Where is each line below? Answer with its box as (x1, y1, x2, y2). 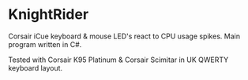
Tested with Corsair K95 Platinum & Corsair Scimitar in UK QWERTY (8, 55, 229, 64)
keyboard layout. (8, 63, 63, 72)
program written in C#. (8, 39, 82, 49)
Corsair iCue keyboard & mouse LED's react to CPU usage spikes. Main (8, 31, 241, 41)
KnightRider (8, 5, 89, 24)
